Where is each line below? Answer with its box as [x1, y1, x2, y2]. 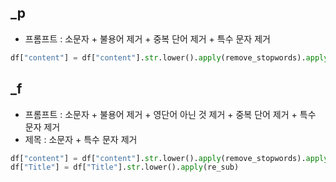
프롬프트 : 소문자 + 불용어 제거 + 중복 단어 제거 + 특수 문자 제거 [24, 32, 271, 45]
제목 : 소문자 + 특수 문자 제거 [24, 133, 138, 145]
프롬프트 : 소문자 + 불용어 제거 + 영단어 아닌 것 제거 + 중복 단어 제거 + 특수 [24, 108, 317, 120]
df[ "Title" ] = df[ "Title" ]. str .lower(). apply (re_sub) [10, 162, 240, 173]
